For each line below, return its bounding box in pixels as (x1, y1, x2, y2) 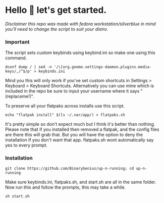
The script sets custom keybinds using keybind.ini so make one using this (5, 50, 156, 56)
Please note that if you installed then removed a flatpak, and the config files (5, 126, 160, 133)
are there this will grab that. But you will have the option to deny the (5, 132, 143, 138)
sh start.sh (5, 194, 30, 199)
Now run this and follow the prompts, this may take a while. (5, 184, 126, 190)
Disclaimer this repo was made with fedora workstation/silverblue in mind (5, 21, 156, 27)
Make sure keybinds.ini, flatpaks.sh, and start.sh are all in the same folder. (5, 179, 157, 185)
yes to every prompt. (5, 142, 48, 148)
